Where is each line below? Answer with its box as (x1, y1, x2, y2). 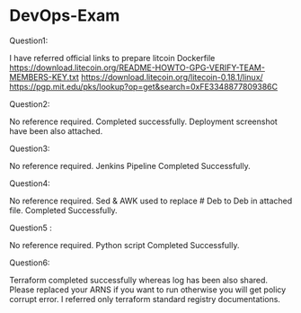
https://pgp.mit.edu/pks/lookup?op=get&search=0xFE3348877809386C (9, 81, 279, 92)
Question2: (9, 98, 50, 109)
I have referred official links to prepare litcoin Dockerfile (9, 52, 216, 63)
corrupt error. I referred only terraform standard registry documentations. (9, 293, 281, 304)
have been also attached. (9, 125, 103, 136)
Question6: (9, 257, 50, 268)
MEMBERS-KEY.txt (9, 71, 79, 82)
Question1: (9, 35, 49, 46)
